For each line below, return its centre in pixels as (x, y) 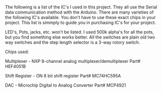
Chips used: (17, 52)
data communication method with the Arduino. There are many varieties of (79, 12)
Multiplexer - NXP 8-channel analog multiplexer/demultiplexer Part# (73, 61)
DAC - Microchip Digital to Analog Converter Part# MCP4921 (65, 85)
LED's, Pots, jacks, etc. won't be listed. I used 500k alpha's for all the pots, (80, 32)
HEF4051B (16, 66)
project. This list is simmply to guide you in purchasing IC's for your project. (81, 22)
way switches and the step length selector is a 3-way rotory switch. (73, 42)
